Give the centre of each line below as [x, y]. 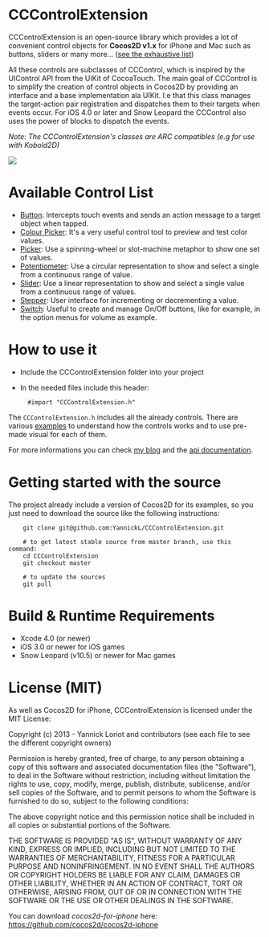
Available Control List [81, 192]
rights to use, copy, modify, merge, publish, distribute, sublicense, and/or [129, 784]
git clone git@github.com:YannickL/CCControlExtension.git [124, 528]
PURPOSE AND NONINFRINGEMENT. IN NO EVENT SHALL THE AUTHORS [132, 866]
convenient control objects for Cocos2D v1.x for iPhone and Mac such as [130, 45]
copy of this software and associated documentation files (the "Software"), [132, 767]
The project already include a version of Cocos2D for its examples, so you [131, 505]
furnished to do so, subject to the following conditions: [98, 800]
